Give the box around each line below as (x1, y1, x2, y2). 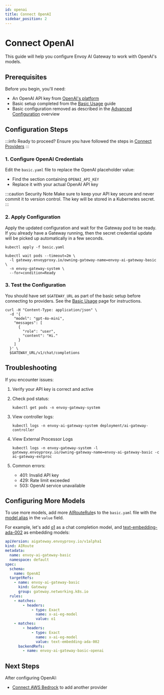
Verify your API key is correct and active (12, 386, 94, 392)
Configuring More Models (5, 497, 86, 505)
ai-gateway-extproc (12, 454, 52, 459)
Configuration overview (12, 111, 60, 117)
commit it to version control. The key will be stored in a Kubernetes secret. (5, 196, 155, 202)
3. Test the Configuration (5, 282, 66, 288)
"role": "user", (23, 329, 56, 334)
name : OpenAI (14, 571, 41, 576)
